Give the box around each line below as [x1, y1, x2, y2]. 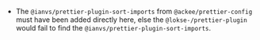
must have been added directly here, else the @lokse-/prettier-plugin [15, 15, 247, 24]
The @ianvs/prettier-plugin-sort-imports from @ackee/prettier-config [15, 7, 253, 16]
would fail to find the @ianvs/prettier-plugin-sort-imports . [15, 24, 212, 32]
